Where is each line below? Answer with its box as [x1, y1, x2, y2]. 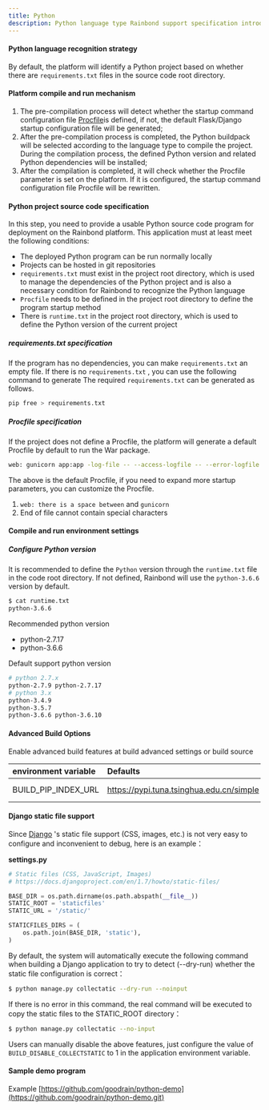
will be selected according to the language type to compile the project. [19, 140, 254, 150]
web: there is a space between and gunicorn [19, 499, 170, 509]
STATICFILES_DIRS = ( [8, 922, 81, 930]
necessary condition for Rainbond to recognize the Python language [19, 286, 246, 296]
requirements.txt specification [8, 338, 113, 348]
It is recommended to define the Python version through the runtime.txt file [8, 565, 258, 574]
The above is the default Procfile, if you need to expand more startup [8, 475, 236, 485]
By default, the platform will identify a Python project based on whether [8, 62, 244, 71]
